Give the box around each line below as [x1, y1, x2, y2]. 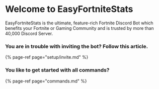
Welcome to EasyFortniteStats [5, 3, 133, 15]
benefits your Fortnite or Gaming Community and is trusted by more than [5, 25, 154, 31]
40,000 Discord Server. [5, 30, 53, 36]
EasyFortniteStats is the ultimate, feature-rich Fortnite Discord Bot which [5, 20, 154, 26]
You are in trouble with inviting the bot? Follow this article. [5, 43, 148, 50]
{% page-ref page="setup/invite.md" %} [5, 54, 88, 60]
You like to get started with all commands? [5, 67, 110, 74]
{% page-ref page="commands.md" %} [5, 78, 87, 84]
